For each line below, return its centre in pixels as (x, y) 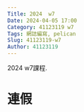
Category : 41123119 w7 (41, 27)
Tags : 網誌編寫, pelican (42, 34)
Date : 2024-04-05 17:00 (42, 21)
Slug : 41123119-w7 (34, 40)
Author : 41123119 (33, 47)
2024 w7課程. (28, 68)
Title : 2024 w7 (31, 14)
